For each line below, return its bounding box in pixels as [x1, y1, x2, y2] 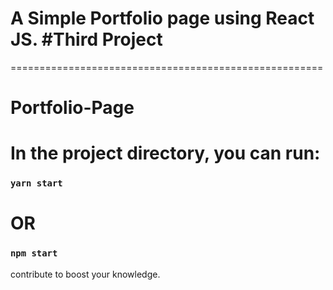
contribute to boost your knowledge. [10, 268, 161, 280]
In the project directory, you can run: [10, 142, 321, 165]
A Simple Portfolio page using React [10, 7, 315, 30]
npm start [10, 248, 58, 259]
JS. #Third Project [10, 28, 163, 51]
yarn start [10, 178, 63, 189]
